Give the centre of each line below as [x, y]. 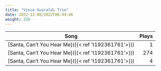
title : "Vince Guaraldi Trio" [37, 10]
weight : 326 [18, 19]
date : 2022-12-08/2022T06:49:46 [39, 15]
